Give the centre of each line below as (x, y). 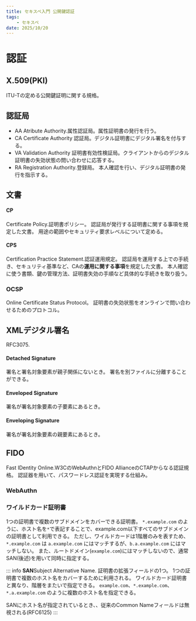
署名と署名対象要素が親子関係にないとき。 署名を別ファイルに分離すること (97, 372)
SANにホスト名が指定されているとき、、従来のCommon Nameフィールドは (95, 605)
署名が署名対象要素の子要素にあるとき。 (55, 407)
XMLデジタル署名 (38, 330)
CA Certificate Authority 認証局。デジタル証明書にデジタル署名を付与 (98, 138)
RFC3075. (18, 344)
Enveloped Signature (32, 393)
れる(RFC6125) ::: (37, 612)
